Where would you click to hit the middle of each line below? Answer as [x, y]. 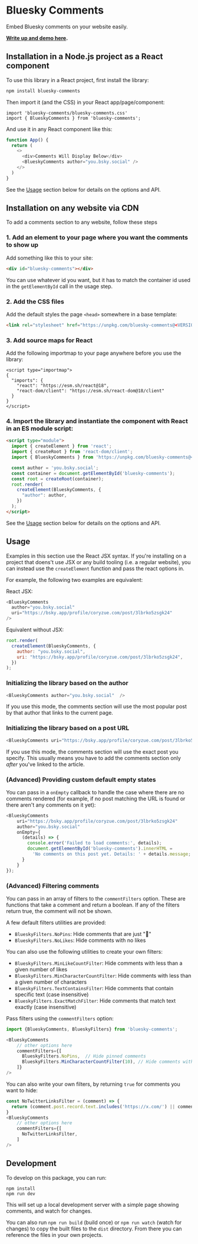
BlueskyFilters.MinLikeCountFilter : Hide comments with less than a [98, 963]
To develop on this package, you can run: [57, 1177]
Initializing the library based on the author [67, 683]
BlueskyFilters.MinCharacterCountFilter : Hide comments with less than [103, 975]
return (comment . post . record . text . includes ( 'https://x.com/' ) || [93, 1106]
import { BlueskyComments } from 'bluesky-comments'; [74, 118]
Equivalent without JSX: [35, 630]
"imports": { [27, 381]
